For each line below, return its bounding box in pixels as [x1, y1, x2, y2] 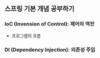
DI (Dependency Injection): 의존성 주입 [4, 46, 96, 53]
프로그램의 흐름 [11, 32, 41, 38]
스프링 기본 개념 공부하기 [4, 4, 75, 13]
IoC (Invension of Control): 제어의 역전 [4, 21, 95, 28]
